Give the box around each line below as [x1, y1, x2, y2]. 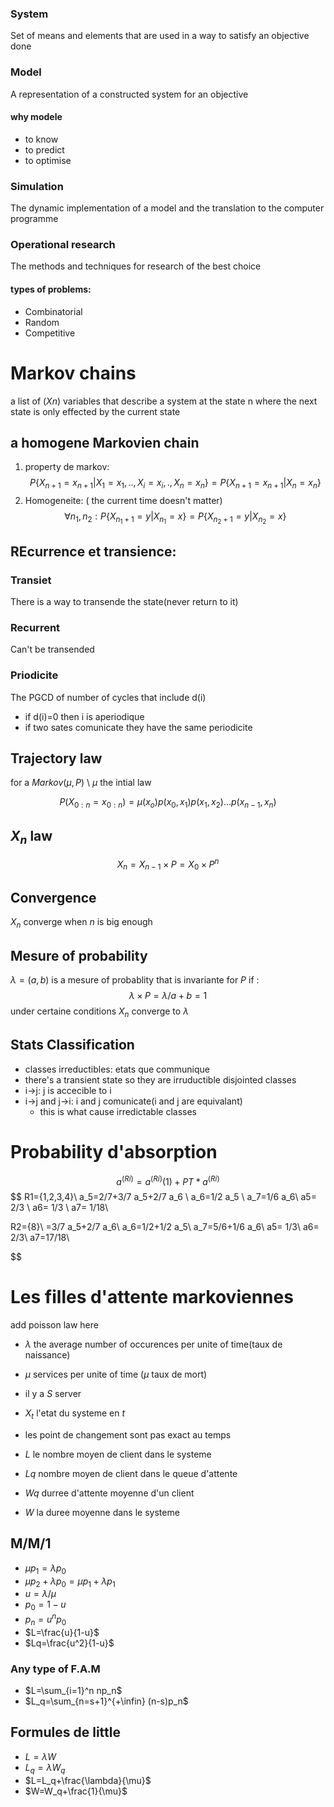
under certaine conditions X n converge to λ [10, 1005, 190, 1019]
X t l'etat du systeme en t [24, 1407, 126, 1421]
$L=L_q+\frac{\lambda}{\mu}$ [24, 1774, 152, 1786]
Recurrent [10, 620, 61, 634]
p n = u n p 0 [24, 1612, 67, 1627]
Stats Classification [10, 1037, 135, 1054]
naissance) [24, 1349, 71, 1361]
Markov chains [10, 362, 137, 384]
